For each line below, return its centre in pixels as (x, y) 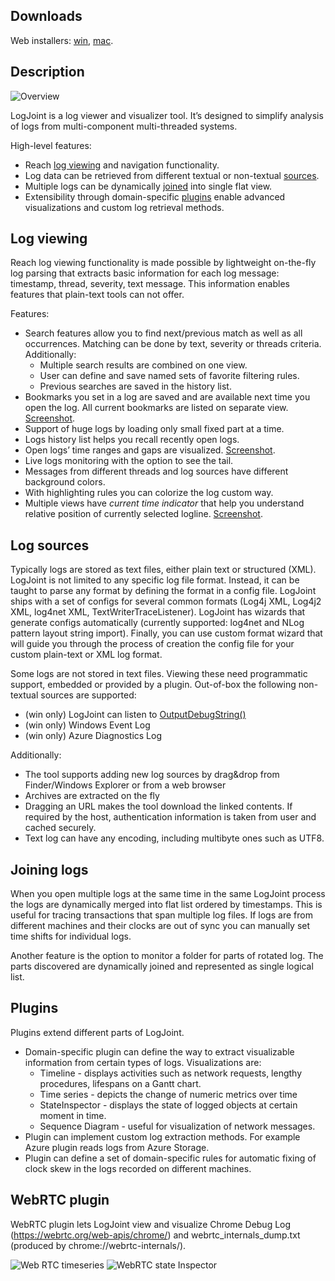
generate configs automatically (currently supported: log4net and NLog (157, 623)
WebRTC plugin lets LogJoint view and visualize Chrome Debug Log (151, 1224)
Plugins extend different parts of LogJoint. (97, 1032)
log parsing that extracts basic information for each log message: (145, 273)
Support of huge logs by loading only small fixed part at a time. (154, 429)
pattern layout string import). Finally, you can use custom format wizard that (166, 633)
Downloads (46, 16)
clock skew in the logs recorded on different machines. (138, 1168)
